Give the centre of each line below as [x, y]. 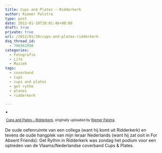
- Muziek [18, 64]
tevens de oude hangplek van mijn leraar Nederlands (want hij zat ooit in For [81, 135]
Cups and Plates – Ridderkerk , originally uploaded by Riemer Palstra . [61, 120]
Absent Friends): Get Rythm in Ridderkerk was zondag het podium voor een [81, 140]
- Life [16, 59]
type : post [16, 18]
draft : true [17, 28]
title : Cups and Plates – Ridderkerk [43, 9]
